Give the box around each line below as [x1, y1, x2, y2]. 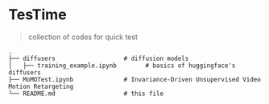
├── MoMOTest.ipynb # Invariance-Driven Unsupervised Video [8, 75, 262, 83]
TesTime [8, 6, 67, 24]
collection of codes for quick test [27, 32, 139, 42]
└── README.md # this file [8, 90, 163, 98]
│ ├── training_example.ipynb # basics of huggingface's [8, 62, 236, 70]
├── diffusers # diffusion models [8, 54, 189, 62]
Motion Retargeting [8, 82, 74, 90]
